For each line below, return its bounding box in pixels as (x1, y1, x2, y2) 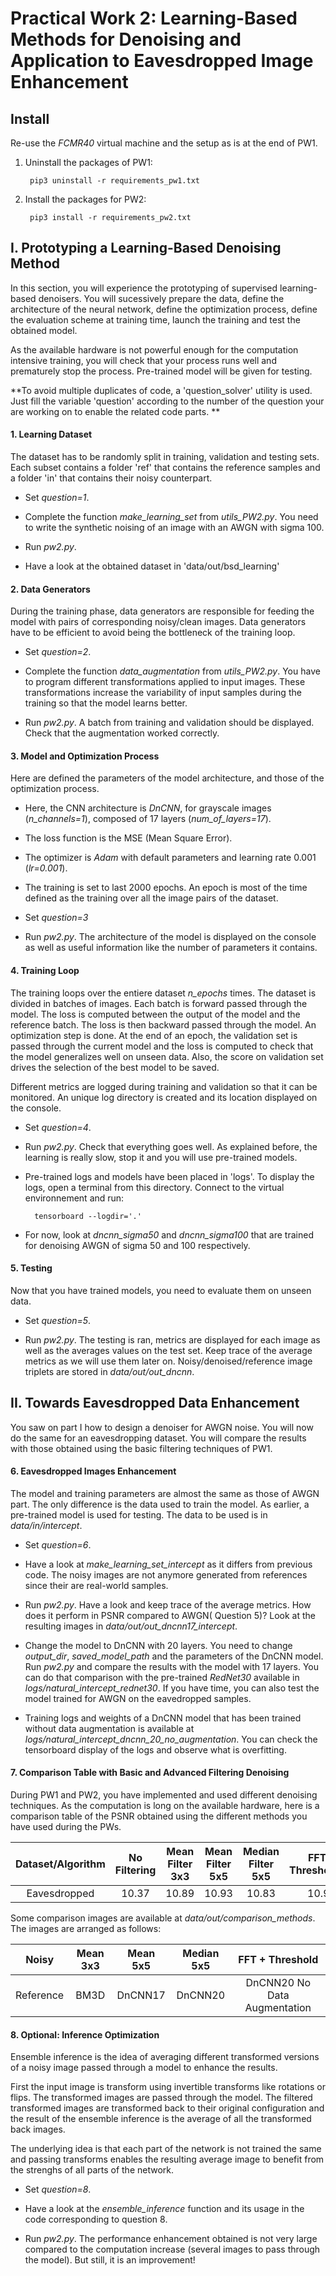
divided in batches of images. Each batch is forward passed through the (10, 997, 308, 1009)
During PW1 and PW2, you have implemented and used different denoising (10, 1789, 318, 1801)
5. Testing (10, 1262, 53, 1274)
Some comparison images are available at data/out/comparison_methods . (10, 1912, 316, 1924)
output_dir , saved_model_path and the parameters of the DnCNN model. (24, 1650, 324, 1662)
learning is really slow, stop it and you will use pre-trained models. (24, 1151, 298, 1163)
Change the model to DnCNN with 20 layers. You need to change (24, 1639, 293, 1651)
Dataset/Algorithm (15, 1857, 106, 1871)
